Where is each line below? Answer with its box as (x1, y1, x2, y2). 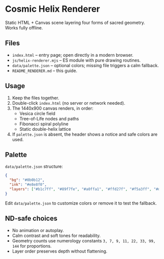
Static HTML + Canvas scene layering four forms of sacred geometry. (5, 20, 145, 25)
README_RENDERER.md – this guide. (12, 68, 78, 73)
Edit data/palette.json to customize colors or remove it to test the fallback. (5, 200, 157, 206)
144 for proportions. (12, 243, 52, 249)
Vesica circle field (19, 110, 56, 116)
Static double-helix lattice (19, 126, 71, 132)
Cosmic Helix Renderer (5, 3, 100, 15)
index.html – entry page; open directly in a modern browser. (12, 52, 134, 58)
